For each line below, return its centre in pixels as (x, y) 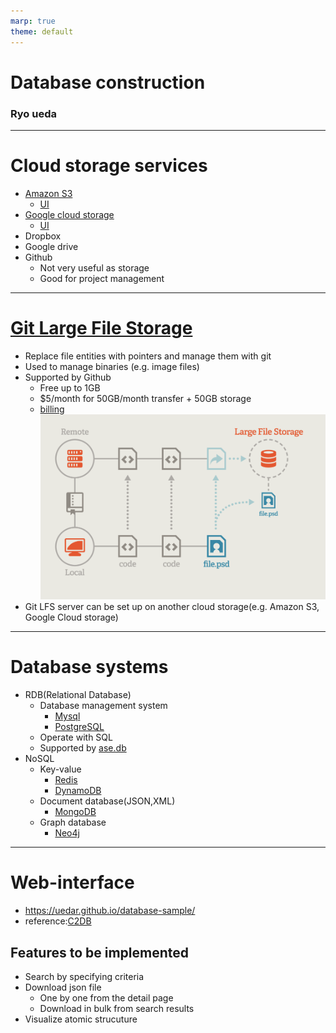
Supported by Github (68, 377)
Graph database (73, 822)
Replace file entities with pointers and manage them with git (148, 356)
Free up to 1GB (70, 387)
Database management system (103, 706)
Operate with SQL (76, 737)
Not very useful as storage (94, 267)
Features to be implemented (100, 952)
